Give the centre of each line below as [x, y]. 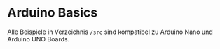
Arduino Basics [53, 13]
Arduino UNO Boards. [39, 39]
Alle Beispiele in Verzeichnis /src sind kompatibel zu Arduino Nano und [110, 32]
